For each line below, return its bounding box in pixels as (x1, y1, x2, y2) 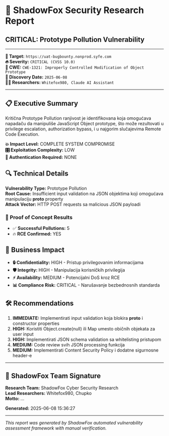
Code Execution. (5, 131, 40, 137)
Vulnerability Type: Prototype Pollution (5, 185, 87, 191)
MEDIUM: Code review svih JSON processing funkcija (12, 341, 125, 347)
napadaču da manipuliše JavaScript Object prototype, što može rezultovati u (5, 120, 164, 126)
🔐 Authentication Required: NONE (5, 154, 77, 160)
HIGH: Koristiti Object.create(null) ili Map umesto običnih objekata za (12, 325, 155, 331)
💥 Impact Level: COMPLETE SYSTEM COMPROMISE (5, 141, 115, 147)
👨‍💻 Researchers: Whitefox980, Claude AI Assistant (5, 79, 114, 85)
